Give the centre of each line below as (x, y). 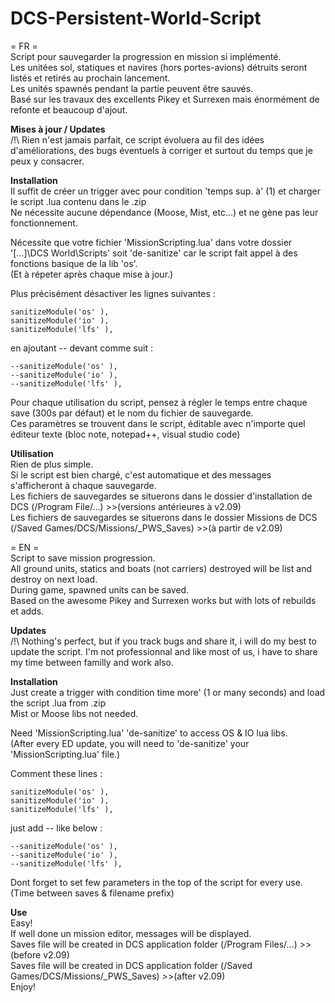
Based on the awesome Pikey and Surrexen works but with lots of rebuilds (163, 600)
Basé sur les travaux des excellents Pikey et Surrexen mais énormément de (165, 99)
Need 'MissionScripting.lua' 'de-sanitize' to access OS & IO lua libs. (149, 733)
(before (26, 954)
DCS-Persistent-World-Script (136, 18)
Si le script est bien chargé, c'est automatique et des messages (141, 474)
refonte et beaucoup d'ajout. (69, 109)
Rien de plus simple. (52, 464)
